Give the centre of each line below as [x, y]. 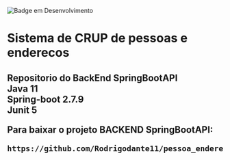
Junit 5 [22, 110]
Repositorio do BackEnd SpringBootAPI [92, 78]
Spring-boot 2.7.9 [46, 99]
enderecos [38, 53]
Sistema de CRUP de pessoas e [98, 38]
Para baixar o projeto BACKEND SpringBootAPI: [110, 130]
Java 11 [23, 89]
